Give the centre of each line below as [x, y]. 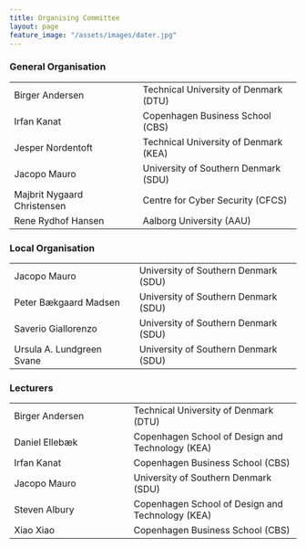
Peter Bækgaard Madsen [67, 302]
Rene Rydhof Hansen [59, 220]
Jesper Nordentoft [53, 147]
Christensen [40, 205]
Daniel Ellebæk [46, 442]
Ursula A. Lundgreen [58, 349]
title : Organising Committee [65, 18]
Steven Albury [44, 510]
